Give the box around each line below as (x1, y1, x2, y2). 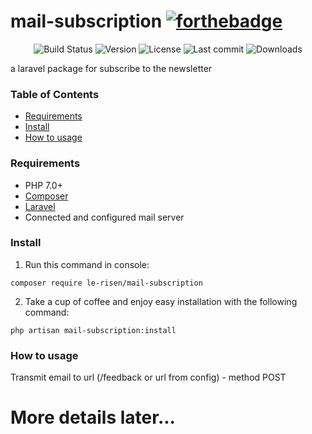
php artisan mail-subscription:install (10, 325, 177, 335)
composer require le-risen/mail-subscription (10, 278, 203, 288)
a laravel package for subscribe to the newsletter (10, 62, 213, 74)
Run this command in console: (24, 258, 150, 270)
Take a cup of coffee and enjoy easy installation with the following (24, 295, 298, 307)
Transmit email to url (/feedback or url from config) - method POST (10, 371, 287, 384)
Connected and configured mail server (24, 211, 185, 223)
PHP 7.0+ (24, 179, 63, 191)
